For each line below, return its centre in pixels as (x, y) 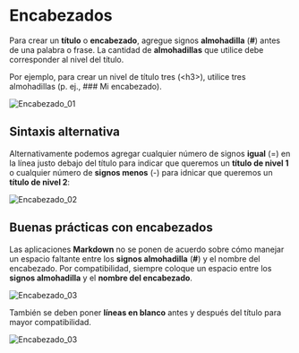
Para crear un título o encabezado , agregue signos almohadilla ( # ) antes (145, 40)
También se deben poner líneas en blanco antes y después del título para (145, 312)
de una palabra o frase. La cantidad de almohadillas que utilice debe (137, 49)
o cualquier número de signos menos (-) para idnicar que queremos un (141, 172)
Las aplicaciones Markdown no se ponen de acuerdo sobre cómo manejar (147, 249)
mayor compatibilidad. (51, 322)
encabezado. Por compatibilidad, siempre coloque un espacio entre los (141, 268)
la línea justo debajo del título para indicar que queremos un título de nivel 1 (149, 163)
